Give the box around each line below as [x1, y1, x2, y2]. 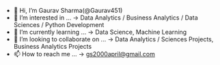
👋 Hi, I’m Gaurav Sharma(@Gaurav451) [13, 7, 123, 14]
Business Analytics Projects [13, 43, 92, 50]
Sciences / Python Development [13, 21, 105, 28]
